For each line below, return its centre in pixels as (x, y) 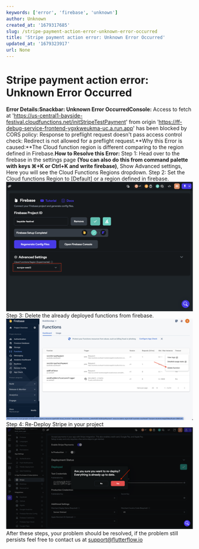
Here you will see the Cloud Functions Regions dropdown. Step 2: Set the (96, 172)
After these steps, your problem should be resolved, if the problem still (92, 534)
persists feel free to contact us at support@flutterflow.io (75, 540)
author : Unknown (26, 19)
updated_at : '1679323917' (38, 44)
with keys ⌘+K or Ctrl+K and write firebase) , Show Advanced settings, (94, 166)
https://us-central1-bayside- (48, 115)
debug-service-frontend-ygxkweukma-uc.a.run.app (70, 128)
